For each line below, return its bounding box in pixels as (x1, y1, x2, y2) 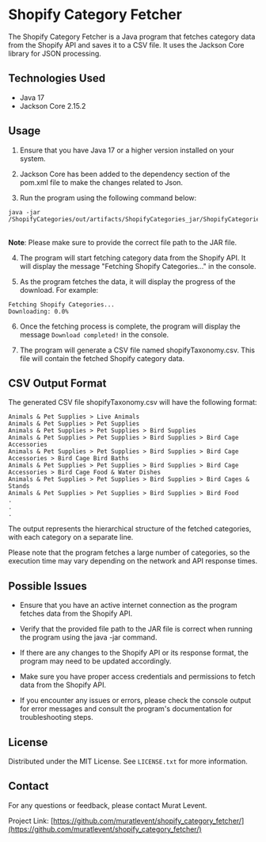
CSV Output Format (8, 376, 107, 390)
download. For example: (19, 285, 99, 294)
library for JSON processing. (8, 48, 101, 58)
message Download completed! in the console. (19, 329, 169, 339)
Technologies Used (8, 71, 105, 85)
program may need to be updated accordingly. (19, 656, 172, 666)
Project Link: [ (8, 816, 54, 825)
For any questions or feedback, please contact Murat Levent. (8, 800, 207, 810)
